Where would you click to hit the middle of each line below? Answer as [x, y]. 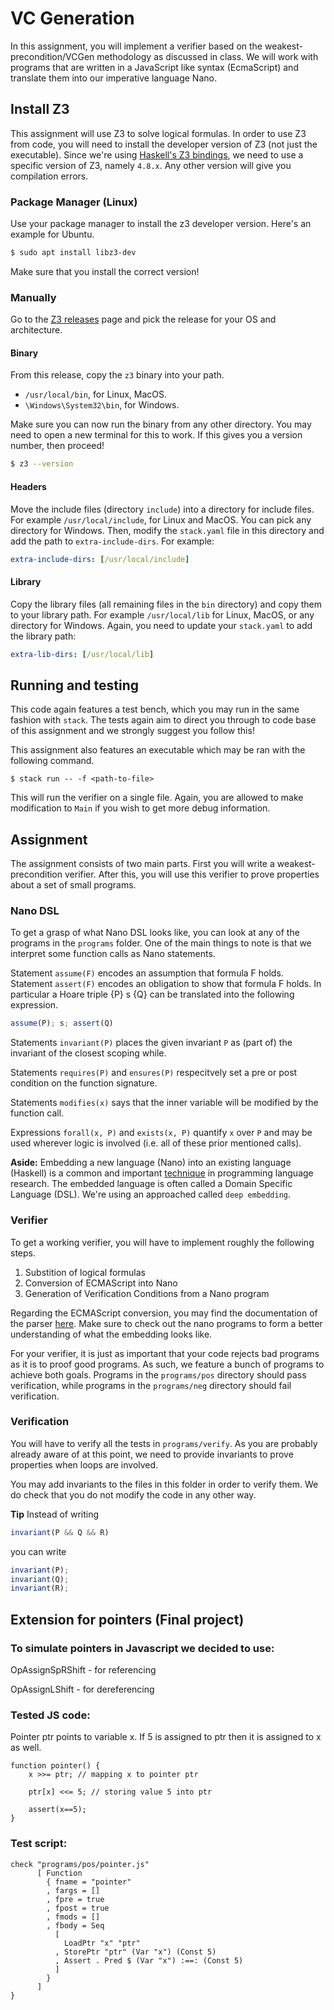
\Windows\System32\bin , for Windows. [102, 405]
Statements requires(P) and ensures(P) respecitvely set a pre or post [154, 1073]
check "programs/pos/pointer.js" [80, 1864]
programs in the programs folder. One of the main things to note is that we [161, 943]
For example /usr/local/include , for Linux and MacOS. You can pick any [161, 519]
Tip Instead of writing [55, 1514]
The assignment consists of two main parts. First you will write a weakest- [163, 864]
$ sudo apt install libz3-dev [73, 253]
